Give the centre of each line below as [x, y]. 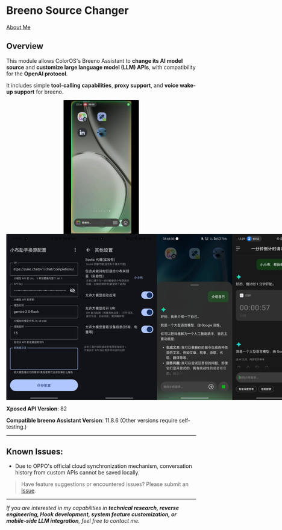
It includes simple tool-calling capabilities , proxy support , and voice [92, 85]
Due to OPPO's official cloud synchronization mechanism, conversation [103, 466]
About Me [19, 27]
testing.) [17, 427]
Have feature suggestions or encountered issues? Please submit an [105, 484]
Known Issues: [35, 451]
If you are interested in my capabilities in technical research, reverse [93, 508]
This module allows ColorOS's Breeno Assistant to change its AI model [95, 60]
